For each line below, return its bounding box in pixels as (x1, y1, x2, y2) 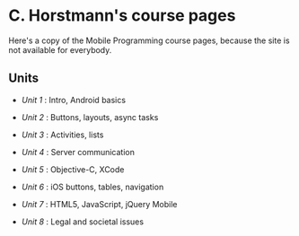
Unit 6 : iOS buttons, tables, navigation (21, 181, 164, 192)
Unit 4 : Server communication (21, 146, 136, 157)
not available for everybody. (8, 44, 112, 55)
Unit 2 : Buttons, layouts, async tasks (21, 111, 159, 122)
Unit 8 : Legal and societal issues (21, 216, 145, 227)
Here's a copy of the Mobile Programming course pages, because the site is (8, 35, 290, 46)
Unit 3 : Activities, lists (21, 129, 104, 140)
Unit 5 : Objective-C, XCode (21, 163, 125, 175)
